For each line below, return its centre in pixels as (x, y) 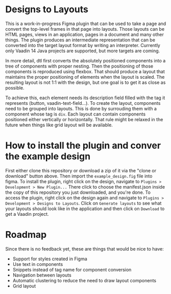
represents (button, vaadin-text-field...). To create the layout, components (83, 103)
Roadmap (26, 235)
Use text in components (38, 264)
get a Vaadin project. (27, 214)
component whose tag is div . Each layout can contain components (76, 114)
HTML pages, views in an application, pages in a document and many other (85, 34)
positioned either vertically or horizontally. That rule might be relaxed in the (84, 119)
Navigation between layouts (42, 275)
